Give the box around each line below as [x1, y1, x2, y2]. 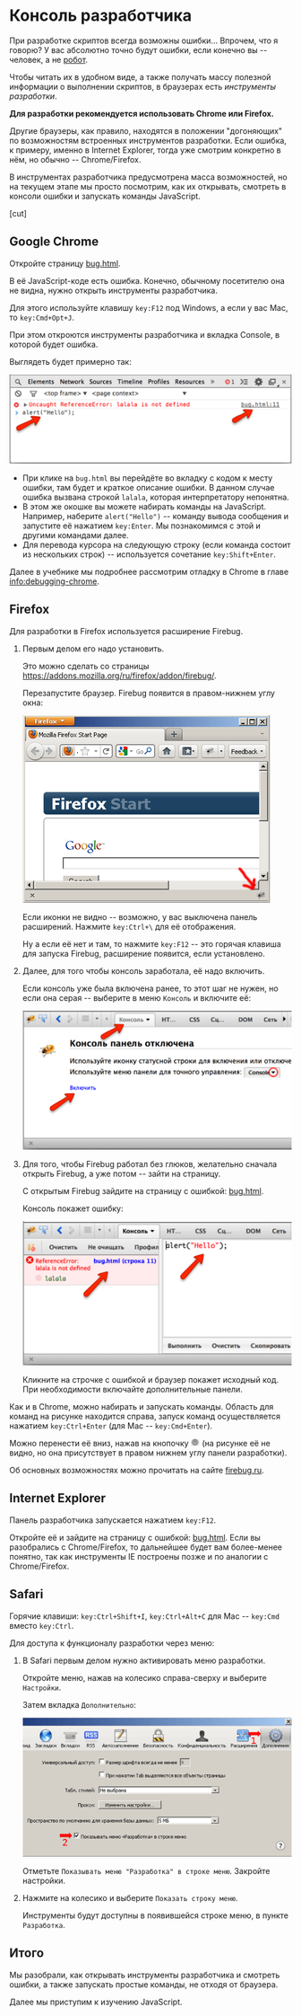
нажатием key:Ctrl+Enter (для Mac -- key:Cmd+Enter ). [9, 1420, 213, 1431]
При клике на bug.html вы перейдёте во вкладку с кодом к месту [21, 473, 273, 483]
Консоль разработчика [9, 5, 193, 26]
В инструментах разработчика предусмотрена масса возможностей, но [9, 172, 288, 182]
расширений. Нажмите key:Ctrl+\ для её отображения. [21, 921, 236, 932]
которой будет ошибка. [9, 339, 99, 349]
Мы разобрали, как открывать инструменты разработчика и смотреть [9, 1969, 280, 1980]
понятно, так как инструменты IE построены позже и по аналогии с [9, 1551, 269, 1561]
